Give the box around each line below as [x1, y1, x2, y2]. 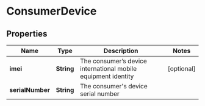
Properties [6, 29, 48, 39]
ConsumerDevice [6, 4, 97, 18]
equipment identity [80, 72, 134, 80]
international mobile [80, 65, 137, 72]
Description [103, 47, 138, 55]
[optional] [167, 65, 196, 72]
